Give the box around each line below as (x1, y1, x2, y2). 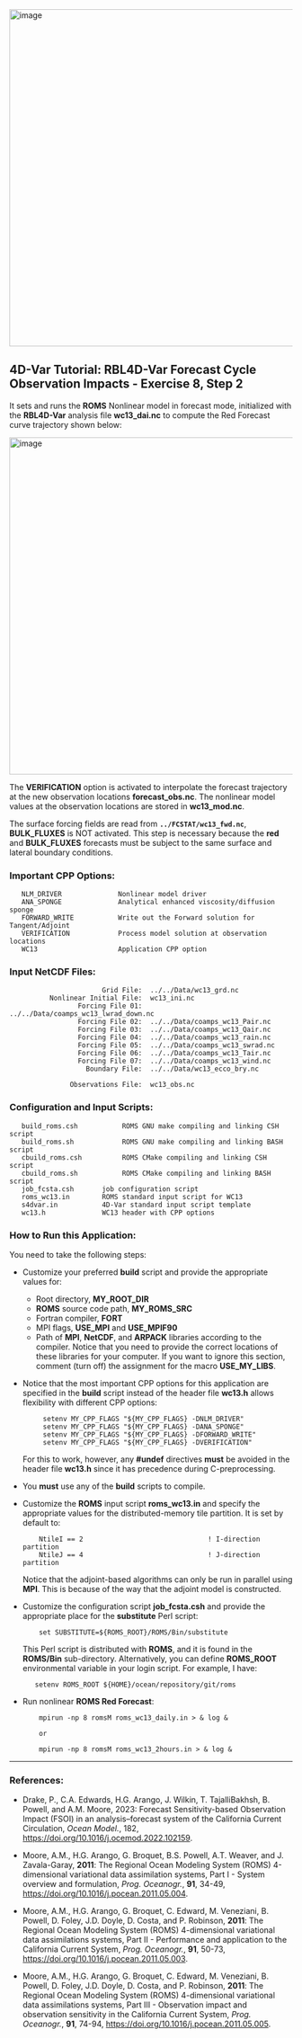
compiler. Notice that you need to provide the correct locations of (35, 1341, 279, 1352)
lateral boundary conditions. (9, 847, 114, 858)
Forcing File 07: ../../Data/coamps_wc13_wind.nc (77, 1056, 271, 1066)
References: (9, 1774, 65, 1786)
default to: (22, 1517, 61, 1527)
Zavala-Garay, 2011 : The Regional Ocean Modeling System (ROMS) (22, 1860, 271, 1871)
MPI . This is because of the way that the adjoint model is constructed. (22, 1584, 281, 1594)
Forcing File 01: (77, 1001, 143, 1010)
